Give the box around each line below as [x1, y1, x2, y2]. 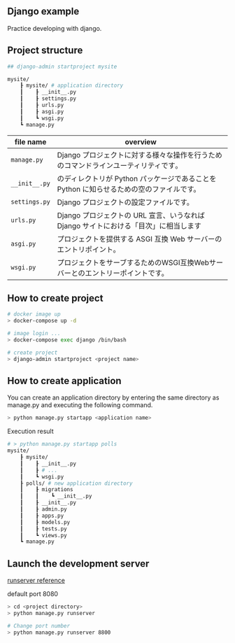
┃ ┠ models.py [20, 518, 71, 525]
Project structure [7, 45, 83, 57]
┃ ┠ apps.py [20, 512, 64, 519]
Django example [7, 6, 80, 17]
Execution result [7, 427, 54, 436]
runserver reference [7, 577, 65, 585]
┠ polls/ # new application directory [20, 479, 133, 487]
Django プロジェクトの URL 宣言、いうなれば [57, 210, 205, 220]
